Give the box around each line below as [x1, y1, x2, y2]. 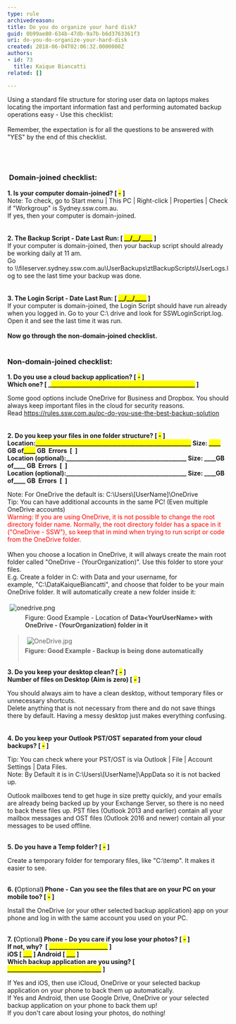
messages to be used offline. [7, 821, 92, 830]
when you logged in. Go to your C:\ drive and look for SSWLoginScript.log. [7, 309, 223, 317]
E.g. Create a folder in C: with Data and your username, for [7, 573, 178, 582]
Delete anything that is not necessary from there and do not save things [7, 704, 216, 712]
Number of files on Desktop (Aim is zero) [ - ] [7, 676, 141, 684]
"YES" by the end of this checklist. [7, 132, 107, 141]
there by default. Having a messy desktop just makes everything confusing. [7, 712, 227, 720]
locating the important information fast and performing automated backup [7, 102, 222, 111]
